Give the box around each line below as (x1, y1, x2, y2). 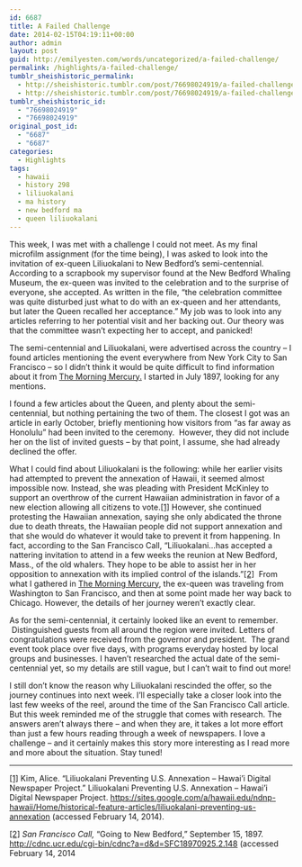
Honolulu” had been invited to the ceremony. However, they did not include (9, 427, 289, 438)
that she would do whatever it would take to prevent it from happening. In (9, 530, 280, 541)
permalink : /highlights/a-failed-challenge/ (9, 64, 179, 73)
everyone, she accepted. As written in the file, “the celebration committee (9, 286, 283, 297)
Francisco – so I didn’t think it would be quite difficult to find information (9, 361, 275, 372)
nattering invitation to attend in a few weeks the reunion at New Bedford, (9, 549, 278, 560)
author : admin (9, 38, 63, 48)
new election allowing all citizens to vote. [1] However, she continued (9, 501, 262, 512)
